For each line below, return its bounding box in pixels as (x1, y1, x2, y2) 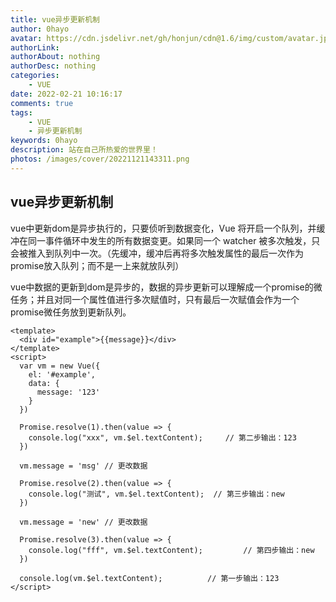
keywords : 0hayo (10, 136, 78, 146)
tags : (10, 107, 33, 118)
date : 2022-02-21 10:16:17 (10, 89, 123, 99)
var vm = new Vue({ (19, 361, 101, 371)
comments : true (10, 98, 74, 108)
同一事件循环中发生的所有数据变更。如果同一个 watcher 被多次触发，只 (27, 234, 321, 246)
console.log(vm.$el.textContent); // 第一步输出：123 (19, 573, 280, 583)
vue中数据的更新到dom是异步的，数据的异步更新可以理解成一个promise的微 (10, 281, 323, 293)
